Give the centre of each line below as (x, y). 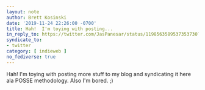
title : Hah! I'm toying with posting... (60, 29)
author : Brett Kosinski (37, 18)
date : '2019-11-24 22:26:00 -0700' (52, 23)
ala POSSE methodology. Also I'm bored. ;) (60, 80)
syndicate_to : (24, 40)
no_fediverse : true (31, 57)
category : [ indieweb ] (37, 51)
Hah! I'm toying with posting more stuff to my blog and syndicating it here (99, 74)
